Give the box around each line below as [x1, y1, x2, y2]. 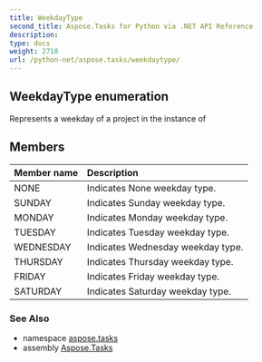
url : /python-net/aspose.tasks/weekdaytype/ [9, 55, 180, 64]
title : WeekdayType [9, 13, 83, 23]
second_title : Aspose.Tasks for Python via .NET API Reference [9, 22, 254, 31]
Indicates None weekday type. [86, 181, 217, 194]
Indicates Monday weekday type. [86, 210, 228, 223]
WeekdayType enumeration [9, 89, 170, 104]
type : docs [9, 38, 51, 48]
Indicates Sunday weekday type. [86, 196, 226, 209]
